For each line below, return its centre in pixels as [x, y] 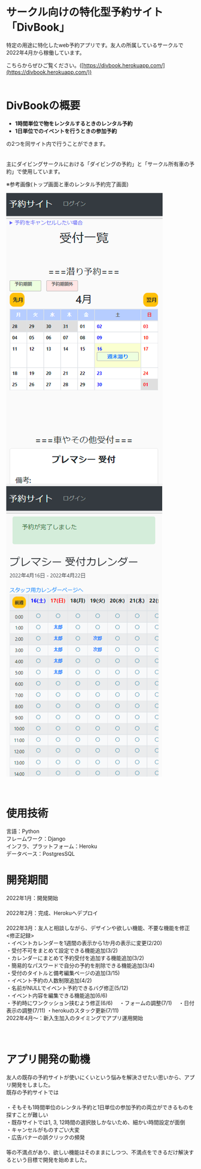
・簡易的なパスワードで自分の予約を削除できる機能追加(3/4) [80, 965]
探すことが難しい [27, 1114]
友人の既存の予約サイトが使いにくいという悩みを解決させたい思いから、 [95, 1077]
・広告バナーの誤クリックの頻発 [45, 1137]
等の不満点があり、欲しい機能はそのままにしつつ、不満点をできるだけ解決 [98, 1152]
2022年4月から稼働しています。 [45, 52]
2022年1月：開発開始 [32, 898]
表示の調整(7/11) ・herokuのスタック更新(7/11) [63, 1010]
